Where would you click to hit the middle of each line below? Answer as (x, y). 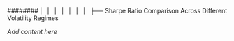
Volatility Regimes (33, 18)
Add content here (32, 32)
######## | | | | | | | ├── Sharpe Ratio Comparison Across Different (117, 11)
